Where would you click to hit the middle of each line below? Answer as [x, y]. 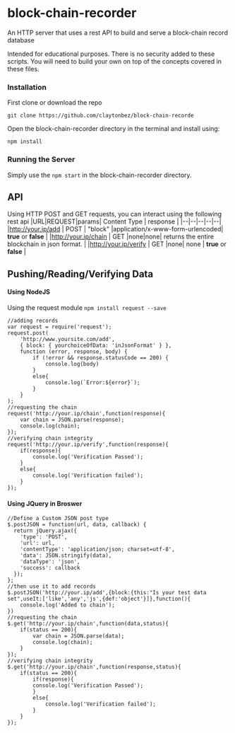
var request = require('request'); [60, 327]
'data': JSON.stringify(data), [66, 556]
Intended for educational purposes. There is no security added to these [111, 54]
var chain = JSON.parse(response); [72, 420]
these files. [24, 69]
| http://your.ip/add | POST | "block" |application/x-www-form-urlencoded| [115, 229]
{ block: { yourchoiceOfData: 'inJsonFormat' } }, [96, 345]
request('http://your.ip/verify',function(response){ [88, 444]
